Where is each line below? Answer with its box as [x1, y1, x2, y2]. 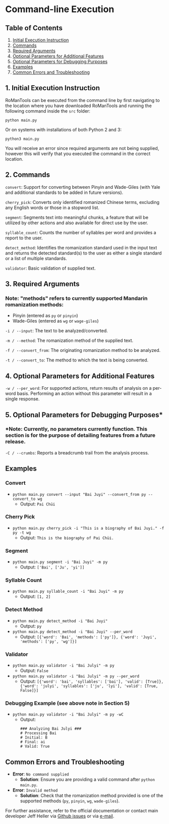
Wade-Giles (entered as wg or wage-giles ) [12, 318, 99, 324]
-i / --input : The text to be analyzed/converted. [5, 328, 108, 334]
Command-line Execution [5, 4, 115, 15]
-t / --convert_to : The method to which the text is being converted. [5, 357, 149, 363]
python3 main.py [5, 136, 39, 141]
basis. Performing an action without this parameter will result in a [17, 390, 152, 397]
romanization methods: [5, 301, 64, 308]
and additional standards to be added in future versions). [5, 189, 124, 195]
